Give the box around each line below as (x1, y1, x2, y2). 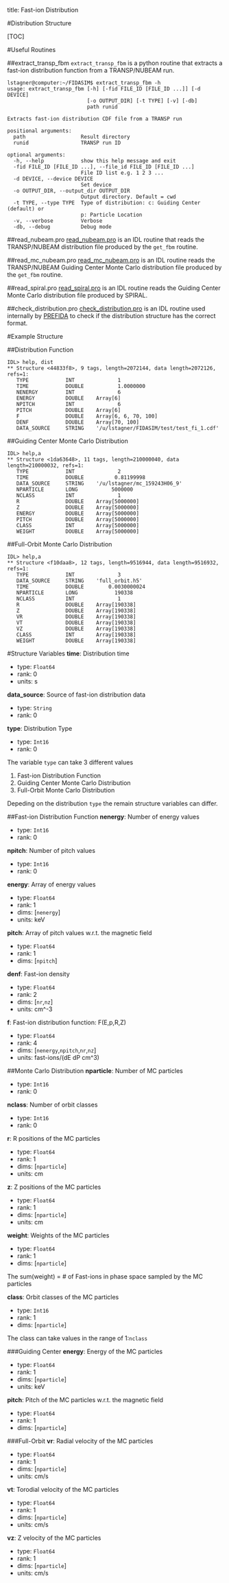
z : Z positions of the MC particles (7, 1183, 101, 1191)
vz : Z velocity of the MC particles (7, 1534, 101, 1542)
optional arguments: (7, 152, 67, 158)
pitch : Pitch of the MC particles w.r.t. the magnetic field (7, 1396, 163, 1404)
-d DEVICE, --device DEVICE (13, 176, 94, 182)
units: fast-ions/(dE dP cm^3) (16, 1054, 99, 1061)
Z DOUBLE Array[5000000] (16, 504, 139, 511)
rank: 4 (16, 1039, 38, 1047)
